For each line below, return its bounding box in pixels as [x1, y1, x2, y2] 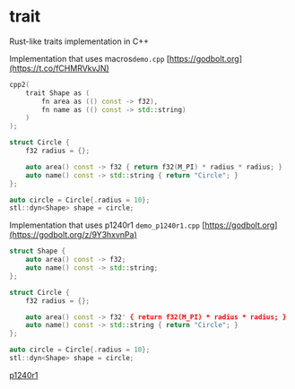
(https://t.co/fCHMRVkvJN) [9, 63, 109, 73]
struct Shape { [9, 246, 66, 256]
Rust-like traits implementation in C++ [9, 36, 150, 47]
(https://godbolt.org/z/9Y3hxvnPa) [9, 229, 137, 240]
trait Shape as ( [25, 88, 91, 98]
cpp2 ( [9, 80, 30, 89]
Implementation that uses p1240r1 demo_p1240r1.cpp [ [9, 220, 205, 230]
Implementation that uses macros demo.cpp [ [9, 53, 170, 64]
